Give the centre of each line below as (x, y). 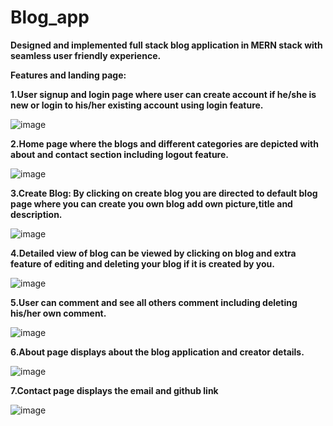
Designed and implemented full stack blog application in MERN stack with (166, 45)
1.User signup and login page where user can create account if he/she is (163, 94)
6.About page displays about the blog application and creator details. (157, 352)
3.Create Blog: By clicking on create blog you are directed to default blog (164, 193)
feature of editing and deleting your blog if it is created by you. (142, 263)
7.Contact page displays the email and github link (114, 390)
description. (36, 214)
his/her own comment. (58, 313)
